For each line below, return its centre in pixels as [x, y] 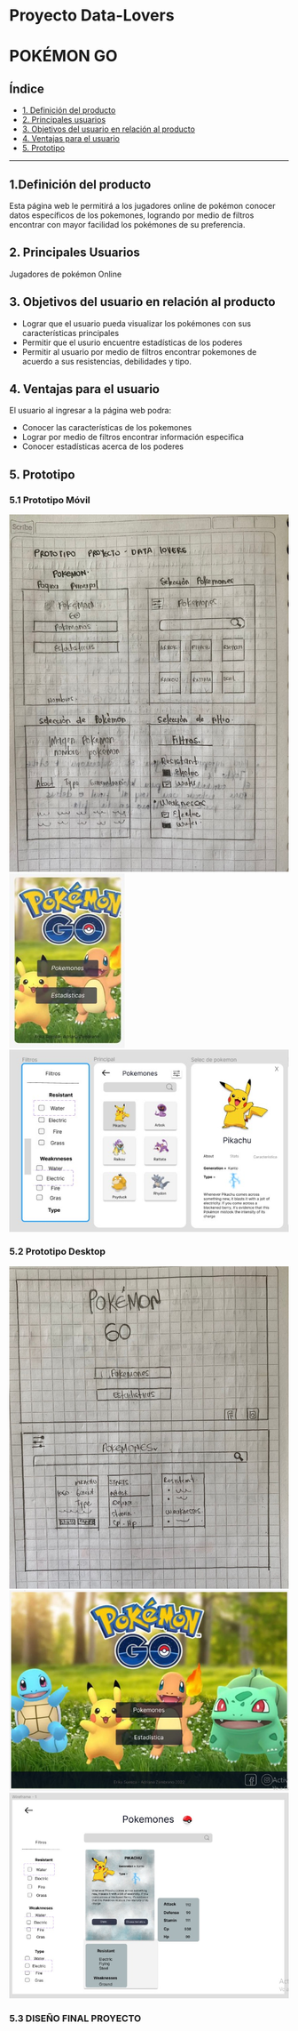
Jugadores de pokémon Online [66, 274]
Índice [27, 88]
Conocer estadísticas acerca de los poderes [103, 446]
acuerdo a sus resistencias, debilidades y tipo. [107, 361]
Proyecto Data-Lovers [92, 16]
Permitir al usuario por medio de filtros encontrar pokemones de [139, 351]
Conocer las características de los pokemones [107, 428]
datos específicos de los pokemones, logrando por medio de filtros [132, 215]
